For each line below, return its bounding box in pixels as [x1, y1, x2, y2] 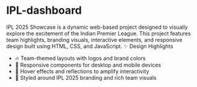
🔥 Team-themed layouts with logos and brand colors [14, 55, 146, 62]
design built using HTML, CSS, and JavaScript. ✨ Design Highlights [6, 43, 174, 50]
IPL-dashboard [6, 4, 83, 17]
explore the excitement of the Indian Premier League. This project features [6, 29, 191, 37]
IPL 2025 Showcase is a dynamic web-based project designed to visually [6, 23, 188, 31]
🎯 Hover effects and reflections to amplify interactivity [14, 67, 149, 75]
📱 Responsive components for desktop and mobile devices [14, 61, 161, 68]
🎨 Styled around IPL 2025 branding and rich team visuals [14, 74, 157, 81]
